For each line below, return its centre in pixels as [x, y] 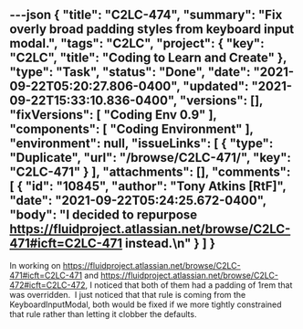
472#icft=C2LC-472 [47, 285]
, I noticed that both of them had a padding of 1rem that [189, 285]
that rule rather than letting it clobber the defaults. [103, 313]
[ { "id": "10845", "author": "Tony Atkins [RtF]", [148, 186]
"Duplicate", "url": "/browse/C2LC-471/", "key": [151, 158]
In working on [35, 265]
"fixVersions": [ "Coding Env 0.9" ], [113, 115]
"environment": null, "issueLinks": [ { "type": [141, 144]
